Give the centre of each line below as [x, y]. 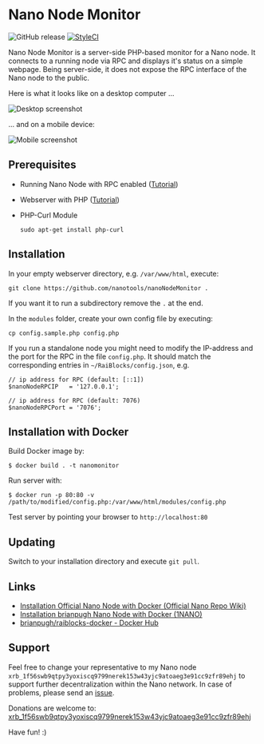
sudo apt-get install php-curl [72, 229]
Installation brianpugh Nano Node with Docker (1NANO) [111, 614]
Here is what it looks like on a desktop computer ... [91, 93]
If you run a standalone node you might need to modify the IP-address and [131, 348]
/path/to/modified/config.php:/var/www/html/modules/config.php [117, 502]
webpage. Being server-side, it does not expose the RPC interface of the [128, 69]
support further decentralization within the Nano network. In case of [120, 684]
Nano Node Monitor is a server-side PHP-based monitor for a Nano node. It [132, 52]
